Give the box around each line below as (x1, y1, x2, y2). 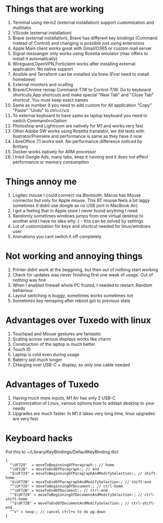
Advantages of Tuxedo (5, 379, 99, 390)
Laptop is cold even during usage (12, 351, 80, 357)
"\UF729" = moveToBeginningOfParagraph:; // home (10, 462, 114, 468)
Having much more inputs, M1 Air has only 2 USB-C (12, 395, 116, 401)
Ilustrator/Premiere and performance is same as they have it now (12, 133, 142, 139)
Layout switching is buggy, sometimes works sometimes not (12, 292, 133, 298)
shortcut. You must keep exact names (12, 97, 89, 103)
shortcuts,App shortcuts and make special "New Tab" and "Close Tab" (12, 91, 154, 98)
